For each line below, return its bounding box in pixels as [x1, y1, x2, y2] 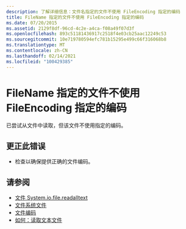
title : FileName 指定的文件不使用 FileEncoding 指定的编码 [6, 14, 144, 20]
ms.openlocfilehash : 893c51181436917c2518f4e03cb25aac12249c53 [6, 31, 167, 37]
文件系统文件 [14, 202, 46, 209]
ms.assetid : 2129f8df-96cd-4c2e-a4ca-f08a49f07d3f [6, 25, 135, 32]
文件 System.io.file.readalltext [14, 194, 88, 202]
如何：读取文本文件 [14, 216, 63, 224]
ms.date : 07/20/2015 [6, 20, 58, 26]
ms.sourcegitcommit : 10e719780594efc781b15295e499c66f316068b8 [6, 36, 167, 42]
